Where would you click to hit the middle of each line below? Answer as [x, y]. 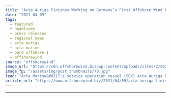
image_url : [17, 67]
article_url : [19, 81]
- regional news [27, 39]
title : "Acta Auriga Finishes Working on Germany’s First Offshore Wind [84, 10]
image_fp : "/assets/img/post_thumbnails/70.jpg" [58, 72]
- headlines [23, 29]
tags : [11, 19]
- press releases [28, 34]
